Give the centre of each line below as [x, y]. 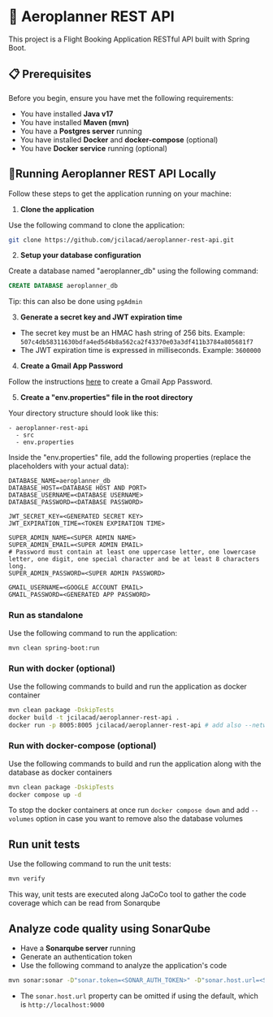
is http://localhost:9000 [62, 1004]
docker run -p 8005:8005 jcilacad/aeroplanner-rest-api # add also [125, 725]
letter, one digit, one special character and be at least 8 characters [134, 559]
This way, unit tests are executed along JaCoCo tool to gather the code [127, 894]
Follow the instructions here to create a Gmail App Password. [110, 382]
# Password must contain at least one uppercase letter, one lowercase [132, 552]
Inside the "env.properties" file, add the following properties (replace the [130, 458]
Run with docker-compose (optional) [82, 745]
